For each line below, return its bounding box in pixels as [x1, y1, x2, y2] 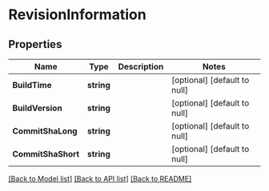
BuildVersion [12, 102, 62, 113]
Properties [8, 38, 62, 51]
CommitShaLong [12, 125, 78, 137]
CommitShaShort [12, 149, 80, 159]
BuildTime [12, 80, 52, 90]
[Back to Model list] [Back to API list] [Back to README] [8, 174, 192, 183]
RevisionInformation [8, 6, 147, 24]
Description [118, 62, 164, 72]
